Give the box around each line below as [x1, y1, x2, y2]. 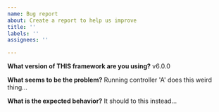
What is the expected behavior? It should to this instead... [7, 97, 177, 106]
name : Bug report [7, 10, 58, 18]
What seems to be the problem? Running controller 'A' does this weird [7, 75, 213, 85]
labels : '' [7, 30, 39, 37]
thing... [7, 83, 28, 92]
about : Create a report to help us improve [7, 17, 137, 24]
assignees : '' [7, 37, 49, 44]
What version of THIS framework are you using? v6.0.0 [7, 62, 171, 70]
